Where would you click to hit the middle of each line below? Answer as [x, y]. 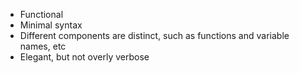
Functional [41, 14]
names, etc [43, 46]
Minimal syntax [51, 25]
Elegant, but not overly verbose [84, 57]
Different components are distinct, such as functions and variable [154, 35]
